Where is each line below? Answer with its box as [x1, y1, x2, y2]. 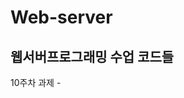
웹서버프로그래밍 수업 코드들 [10, 48, 175, 65]
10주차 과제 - [10, 77, 62, 88]
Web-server [10, 6, 113, 29]
